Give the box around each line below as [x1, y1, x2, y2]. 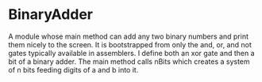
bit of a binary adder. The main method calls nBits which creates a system [8, 57, 250, 66]
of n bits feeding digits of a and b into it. [8, 65, 139, 74]
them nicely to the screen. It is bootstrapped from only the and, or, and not [8, 39, 252, 49]
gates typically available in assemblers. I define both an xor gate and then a [8, 48, 256, 58]
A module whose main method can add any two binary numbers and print [8, 32, 249, 41]
